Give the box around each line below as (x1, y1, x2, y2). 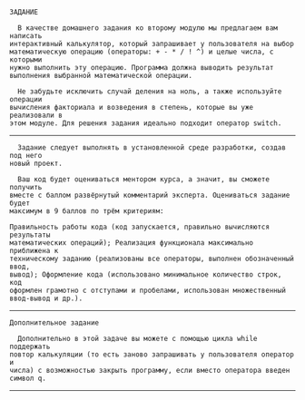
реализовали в (9, 111, 64, 120)
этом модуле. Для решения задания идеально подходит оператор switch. (9, 119, 282, 128)
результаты (9, 230, 51, 239)
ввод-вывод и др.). (9, 294, 84, 303)
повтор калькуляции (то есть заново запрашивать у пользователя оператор (9, 350, 295, 359)
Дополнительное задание (9, 318, 100, 327)
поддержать (9, 342, 51, 351)
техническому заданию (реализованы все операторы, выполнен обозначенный (9, 254, 295, 263)
